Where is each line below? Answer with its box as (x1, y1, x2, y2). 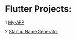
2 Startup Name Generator (5, 28, 58, 34)
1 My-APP (5, 19, 25, 25)
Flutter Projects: (5, 3, 72, 14)
